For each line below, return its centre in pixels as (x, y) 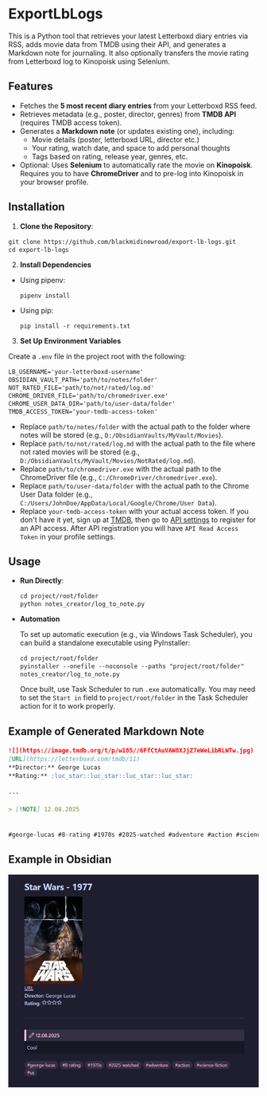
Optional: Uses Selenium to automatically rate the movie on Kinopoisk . (136, 165)
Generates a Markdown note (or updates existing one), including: (127, 131)
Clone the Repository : (56, 226)
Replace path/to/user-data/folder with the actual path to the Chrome (134, 485)
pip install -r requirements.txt (75, 326)
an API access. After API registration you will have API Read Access (129, 528)
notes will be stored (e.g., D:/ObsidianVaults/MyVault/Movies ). (122, 434)
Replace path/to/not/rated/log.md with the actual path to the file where (137, 443)
